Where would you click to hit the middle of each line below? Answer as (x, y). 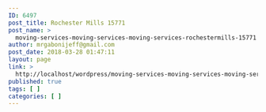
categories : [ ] (35, 96)
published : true (35, 81)
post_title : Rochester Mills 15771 (67, 23)
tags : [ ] (25, 89)
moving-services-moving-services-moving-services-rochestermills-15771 (136, 37)
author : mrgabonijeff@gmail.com (61, 45)
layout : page (30, 60)
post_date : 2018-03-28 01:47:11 (61, 52)
